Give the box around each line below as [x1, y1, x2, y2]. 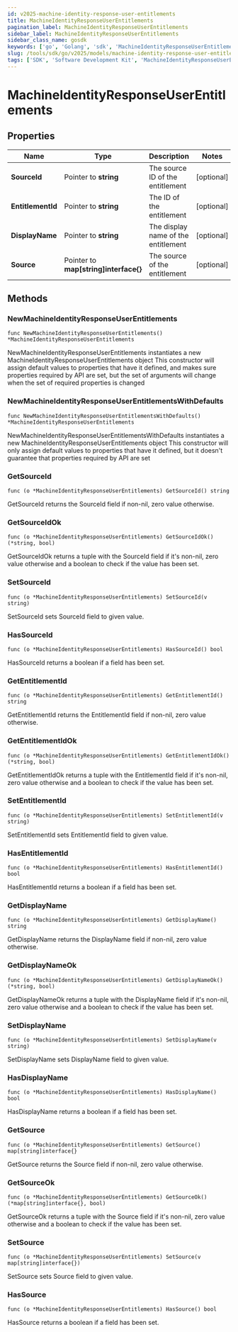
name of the [148, 230, 189, 240]
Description [148, 151, 190, 161]
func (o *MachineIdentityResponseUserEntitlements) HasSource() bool [7, 1306, 217, 1313]
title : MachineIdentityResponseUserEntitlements [7, 17, 154, 24]
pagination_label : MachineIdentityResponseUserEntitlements [7, 23, 189, 30]
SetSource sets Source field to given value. [7, 1272, 133, 1281]
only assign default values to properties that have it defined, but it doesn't [7, 446, 223, 454]
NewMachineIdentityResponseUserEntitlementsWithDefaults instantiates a [7, 431, 225, 439]
